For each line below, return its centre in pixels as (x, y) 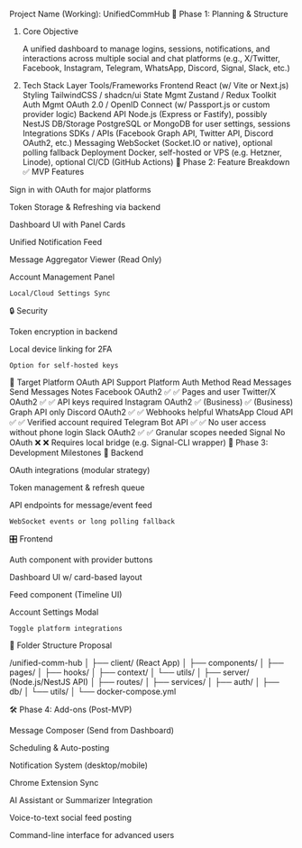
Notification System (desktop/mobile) (79, 765)
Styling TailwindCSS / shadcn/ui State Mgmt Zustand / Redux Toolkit (149, 95)
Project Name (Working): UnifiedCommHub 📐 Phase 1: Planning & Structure (149, 14)
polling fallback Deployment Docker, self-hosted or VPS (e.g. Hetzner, (152, 152)
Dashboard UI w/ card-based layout (76, 577)
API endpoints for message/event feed (81, 505)
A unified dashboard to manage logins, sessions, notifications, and (146, 49)
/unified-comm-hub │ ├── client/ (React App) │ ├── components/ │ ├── (146, 663)
